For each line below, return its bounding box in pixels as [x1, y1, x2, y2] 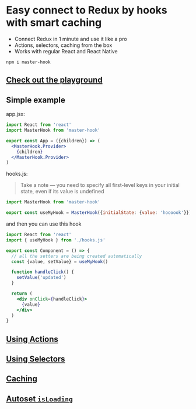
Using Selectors [6, 354, 65, 364]
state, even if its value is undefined [20, 188, 104, 195]
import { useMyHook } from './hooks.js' [6, 237, 106, 243]
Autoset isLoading [6, 394, 73, 404]
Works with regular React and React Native [14, 47, 118, 54]
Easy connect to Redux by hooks [6, 4, 167, 17]
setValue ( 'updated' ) [16, 275, 66, 281]
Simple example [6, 95, 66, 105]
